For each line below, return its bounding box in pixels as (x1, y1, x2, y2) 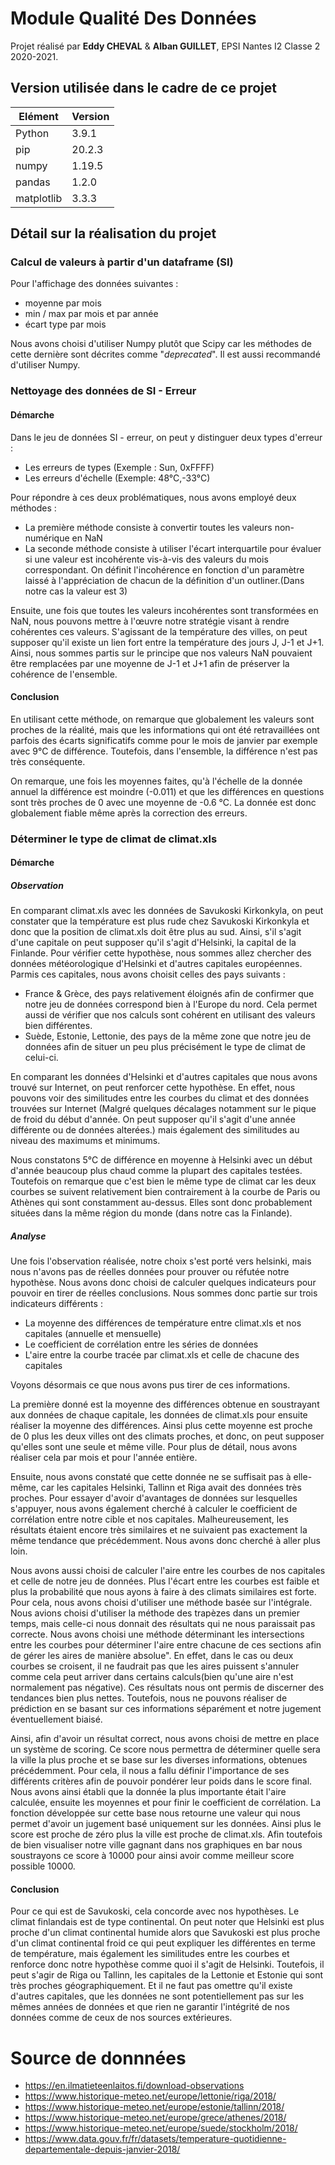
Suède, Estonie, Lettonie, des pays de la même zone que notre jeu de (24, 1030, 312, 1042)
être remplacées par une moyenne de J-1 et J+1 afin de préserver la (10, 657, 290, 669)
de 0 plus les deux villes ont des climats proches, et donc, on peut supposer (10, 1430, 325, 1442)
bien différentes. (24, 1020, 93, 1032)
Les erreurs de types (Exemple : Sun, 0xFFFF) (24, 461, 215, 473)
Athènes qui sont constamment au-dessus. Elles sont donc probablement (10, 1197, 313, 1209)
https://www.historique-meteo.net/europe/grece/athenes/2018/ (24, 2112, 287, 2124)
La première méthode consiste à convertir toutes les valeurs (24, 521, 273, 533)
